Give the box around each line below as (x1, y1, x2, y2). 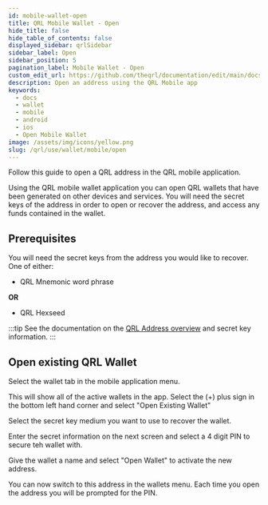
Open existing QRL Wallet (8, 355, 137, 369)
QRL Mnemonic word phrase (19, 277, 114, 287)
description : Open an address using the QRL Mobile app (8, 78, 198, 86)
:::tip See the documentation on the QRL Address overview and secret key (8, 323, 251, 333)
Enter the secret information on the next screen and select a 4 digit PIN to (8, 431, 250, 441)
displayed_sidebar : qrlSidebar (8, 42, 112, 50)
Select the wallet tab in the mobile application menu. (8, 377, 181, 386)
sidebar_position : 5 (8, 57, 77, 65)
